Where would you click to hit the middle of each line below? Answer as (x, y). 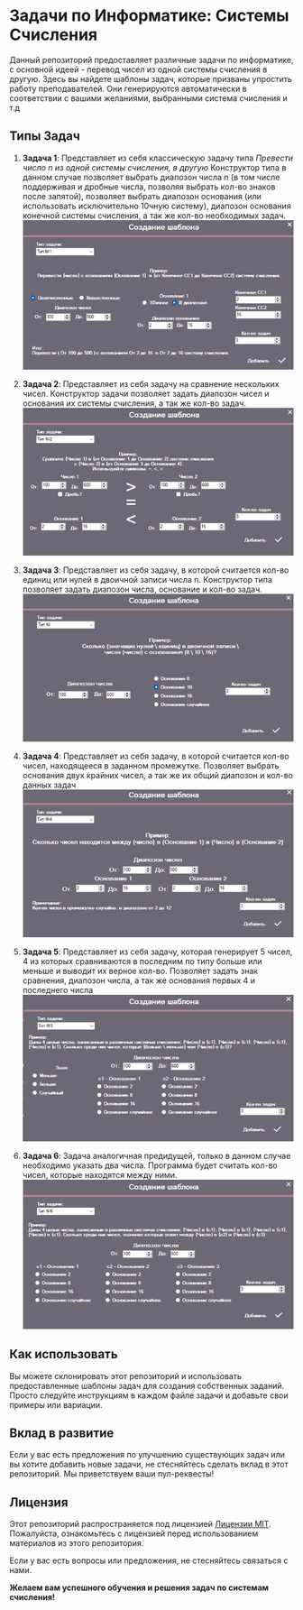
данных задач (49, 785)
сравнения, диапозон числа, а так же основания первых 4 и (138, 980)
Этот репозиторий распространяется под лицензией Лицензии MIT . (141, 1524)
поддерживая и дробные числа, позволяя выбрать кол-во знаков (149, 187)
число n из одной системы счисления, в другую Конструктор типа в (154, 167)
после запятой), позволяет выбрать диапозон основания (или (142, 196)
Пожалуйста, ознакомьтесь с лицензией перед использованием (134, 1533)
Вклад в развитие (62, 1433)
